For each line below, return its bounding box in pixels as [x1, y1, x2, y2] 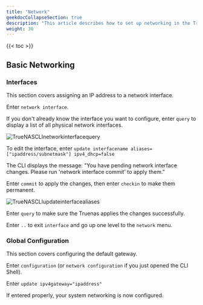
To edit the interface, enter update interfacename [6, 144, 129, 152]
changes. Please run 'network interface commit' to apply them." [6, 168, 165, 175]
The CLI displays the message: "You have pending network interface [6, 161, 177, 169]
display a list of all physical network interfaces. [6, 121, 123, 129]
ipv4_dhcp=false [73, 151, 115, 157]
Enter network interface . [6, 103, 69, 111]
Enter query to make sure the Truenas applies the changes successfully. [6, 210, 185, 217]
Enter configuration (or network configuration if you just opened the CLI [6, 262, 188, 269]
